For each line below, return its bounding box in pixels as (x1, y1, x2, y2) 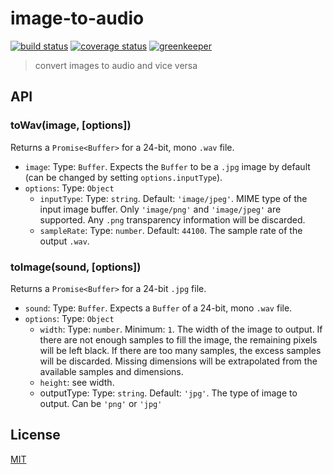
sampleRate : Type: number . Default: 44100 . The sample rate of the (39, 224, 303, 236)
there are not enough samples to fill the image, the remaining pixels (39, 333, 318, 346)
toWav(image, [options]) (10, 118, 132, 132)
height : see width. (39, 376, 115, 388)
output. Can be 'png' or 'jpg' (39, 397, 163, 409)
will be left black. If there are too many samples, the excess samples (39, 344, 322, 356)
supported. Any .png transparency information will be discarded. (39, 213, 306, 226)
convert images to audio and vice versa (34, 59, 198, 71)
